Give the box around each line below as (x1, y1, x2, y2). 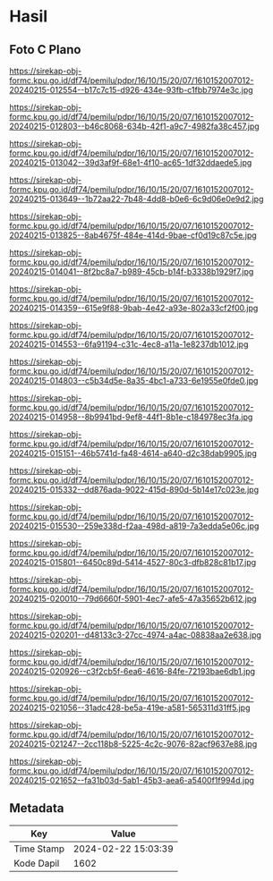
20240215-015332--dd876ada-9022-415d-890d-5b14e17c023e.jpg (9, 485, 260, 495)
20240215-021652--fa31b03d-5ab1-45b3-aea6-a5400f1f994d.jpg (9, 775, 255, 785)
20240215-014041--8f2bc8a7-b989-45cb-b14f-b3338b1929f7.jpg (9, 267, 254, 276)
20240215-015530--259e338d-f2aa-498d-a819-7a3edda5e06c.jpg (9, 521, 260, 531)
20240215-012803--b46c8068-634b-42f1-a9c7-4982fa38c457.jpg (9, 121, 260, 131)
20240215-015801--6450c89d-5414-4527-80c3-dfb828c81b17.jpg (9, 557, 257, 567)
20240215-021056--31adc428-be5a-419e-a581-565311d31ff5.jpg (9, 702, 251, 713)
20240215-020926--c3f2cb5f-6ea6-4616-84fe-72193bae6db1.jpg (9, 666, 256, 676)
